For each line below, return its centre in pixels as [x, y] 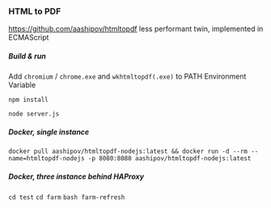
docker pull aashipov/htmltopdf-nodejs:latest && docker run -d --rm [128, 151]
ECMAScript [29, 37]
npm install [28, 100]
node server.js [34, 114]
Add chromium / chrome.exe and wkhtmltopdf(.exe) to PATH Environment [127, 76]
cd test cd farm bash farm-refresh [67, 197]
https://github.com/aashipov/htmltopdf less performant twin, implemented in [136, 29]
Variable [22, 85]
